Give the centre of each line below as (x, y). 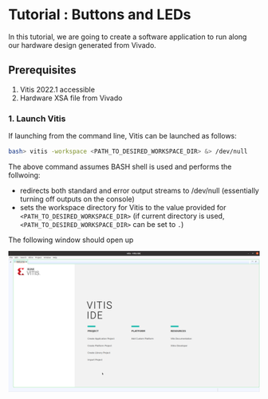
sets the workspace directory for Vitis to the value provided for (123, 207)
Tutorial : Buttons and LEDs (100, 15)
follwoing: (24, 175)
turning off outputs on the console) (77, 199)
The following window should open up (71, 240)
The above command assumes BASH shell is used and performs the (120, 166)
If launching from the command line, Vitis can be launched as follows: (122, 136)
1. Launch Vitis (37, 119)
